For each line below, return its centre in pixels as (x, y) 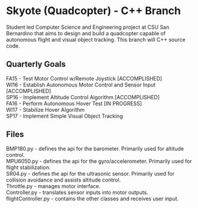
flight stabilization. (29, 167)
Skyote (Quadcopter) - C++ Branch (94, 11)
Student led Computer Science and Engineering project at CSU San (88, 27)
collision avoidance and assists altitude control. (63, 180)
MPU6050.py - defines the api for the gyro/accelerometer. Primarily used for (99, 161)
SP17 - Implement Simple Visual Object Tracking (65, 116)
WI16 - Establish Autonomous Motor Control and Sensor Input (81, 85)
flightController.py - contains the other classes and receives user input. (93, 199)
